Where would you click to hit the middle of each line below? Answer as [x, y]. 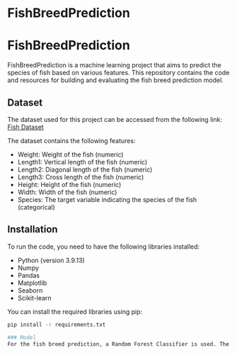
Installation [33, 229]
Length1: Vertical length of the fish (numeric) [82, 162]
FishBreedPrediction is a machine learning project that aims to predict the [114, 65]
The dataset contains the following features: [71, 140]
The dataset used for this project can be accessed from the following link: [115, 119]
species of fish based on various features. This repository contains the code [118, 73]
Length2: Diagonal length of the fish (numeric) [85, 169]
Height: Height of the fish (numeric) [69, 184]
